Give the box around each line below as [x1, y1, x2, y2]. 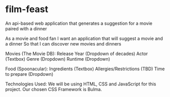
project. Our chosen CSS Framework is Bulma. [5, 86, 103, 92]
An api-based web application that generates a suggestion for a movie [5, 20, 153, 26]
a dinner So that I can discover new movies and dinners [5, 40, 122, 46]
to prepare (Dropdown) [5, 71, 54, 77]
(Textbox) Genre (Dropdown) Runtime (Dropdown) [5, 56, 111, 62]
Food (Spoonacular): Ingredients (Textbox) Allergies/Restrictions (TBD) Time [5, 66, 165, 72]
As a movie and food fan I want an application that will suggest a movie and [5, 35, 163, 41]
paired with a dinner [5, 25, 47, 31]
